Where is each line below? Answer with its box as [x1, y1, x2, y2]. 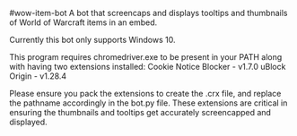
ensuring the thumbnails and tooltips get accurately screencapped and [9, 107, 272, 117]
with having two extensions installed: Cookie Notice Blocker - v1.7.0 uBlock [9, 62, 286, 72]
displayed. [9, 116, 48, 127]
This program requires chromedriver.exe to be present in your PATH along [9, 52, 283, 62]
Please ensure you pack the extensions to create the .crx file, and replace [9, 89, 282, 98]
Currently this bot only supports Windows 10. [9, 35, 176, 45]
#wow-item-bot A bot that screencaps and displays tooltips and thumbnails [9, 8, 288, 18]
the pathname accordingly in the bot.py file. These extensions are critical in [9, 98, 288, 108]
